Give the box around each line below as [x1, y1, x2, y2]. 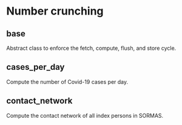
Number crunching [6, 4, 104, 18]
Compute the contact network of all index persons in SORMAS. [6, 112, 164, 119]
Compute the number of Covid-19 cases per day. [6, 78, 129, 86]
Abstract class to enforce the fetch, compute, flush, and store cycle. [6, 44, 177, 52]
